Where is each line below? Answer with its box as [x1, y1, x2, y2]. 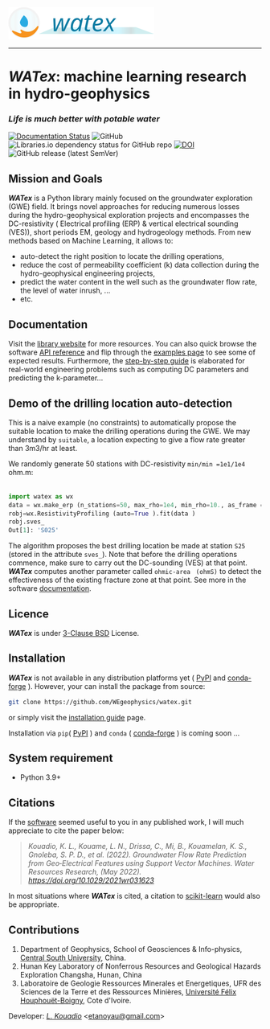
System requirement [8, 752, 113, 765]
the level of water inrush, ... [19, 285, 111, 296]
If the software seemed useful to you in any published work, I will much [8, 818, 244, 827]
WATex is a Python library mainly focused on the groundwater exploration [8, 193, 253, 203]
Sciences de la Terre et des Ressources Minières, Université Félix [19, 987, 237, 997]
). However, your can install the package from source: [27, 681, 206, 691]
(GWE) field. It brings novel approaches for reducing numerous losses [8, 202, 239, 211]
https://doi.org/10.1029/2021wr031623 [27, 875, 154, 885]
